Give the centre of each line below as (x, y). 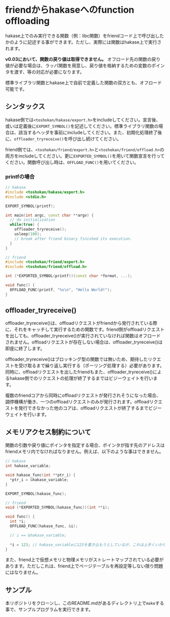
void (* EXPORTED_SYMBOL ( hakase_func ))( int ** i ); (57, 507)
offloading (27, 21)
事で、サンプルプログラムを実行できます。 (49, 609)
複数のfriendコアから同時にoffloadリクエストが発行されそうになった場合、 (83, 395)
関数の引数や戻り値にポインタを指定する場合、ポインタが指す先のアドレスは (85, 445)
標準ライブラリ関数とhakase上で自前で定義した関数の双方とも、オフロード (83, 82)
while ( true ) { (25, 225)
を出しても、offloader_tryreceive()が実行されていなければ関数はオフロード (83, 336)
